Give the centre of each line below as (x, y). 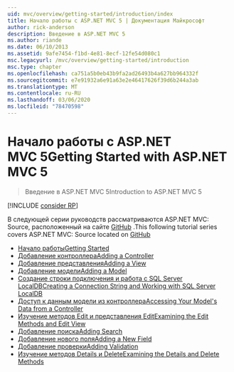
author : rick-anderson (41, 27)
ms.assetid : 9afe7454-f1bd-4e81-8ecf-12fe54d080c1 (84, 54)
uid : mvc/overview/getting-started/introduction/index (90, 14)
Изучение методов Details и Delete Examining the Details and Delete (118, 354)
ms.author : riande (34, 41)
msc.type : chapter (34, 67)
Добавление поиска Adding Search (70, 331)
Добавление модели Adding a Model (72, 270)
